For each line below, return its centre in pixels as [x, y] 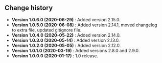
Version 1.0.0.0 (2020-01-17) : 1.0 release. [55, 56]
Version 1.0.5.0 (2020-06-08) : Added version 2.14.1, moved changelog [84, 25]
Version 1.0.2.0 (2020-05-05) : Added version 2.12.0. [66, 45]
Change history [29, 8]
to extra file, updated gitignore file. [46, 30]
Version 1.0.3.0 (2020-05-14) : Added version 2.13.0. [66, 40]
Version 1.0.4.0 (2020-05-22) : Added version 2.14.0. [66, 35]
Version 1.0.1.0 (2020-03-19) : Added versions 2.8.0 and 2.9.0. [76, 50]
